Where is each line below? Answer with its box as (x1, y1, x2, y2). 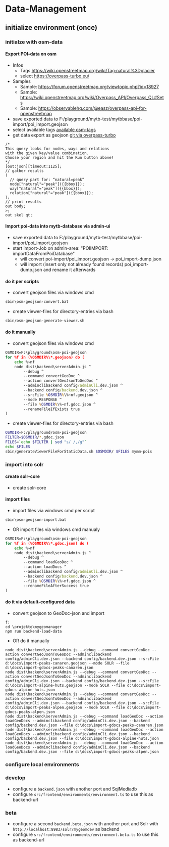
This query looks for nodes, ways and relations (5, 146, 109, 151)
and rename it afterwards (43, 266, 96, 273)
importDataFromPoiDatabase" (12, 250, 75, 256)
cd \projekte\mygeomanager (5, 624, 62, 630)
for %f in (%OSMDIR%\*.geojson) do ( (5, 354, 85, 360)
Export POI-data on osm (5, 51, 57, 57)
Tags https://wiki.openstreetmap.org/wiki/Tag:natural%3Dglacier (20, 67, 155, 73)
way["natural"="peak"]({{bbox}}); (10, 186, 82, 191)
